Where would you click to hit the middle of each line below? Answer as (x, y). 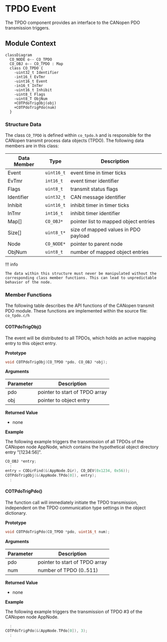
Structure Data (23, 124)
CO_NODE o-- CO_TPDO (31, 59)
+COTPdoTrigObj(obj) (35, 103)
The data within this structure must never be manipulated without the (81, 274)
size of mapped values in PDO (105, 230)
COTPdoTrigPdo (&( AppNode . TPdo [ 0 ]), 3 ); (46, 631)
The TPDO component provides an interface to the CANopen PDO (73, 22)
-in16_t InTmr (29, 85)
